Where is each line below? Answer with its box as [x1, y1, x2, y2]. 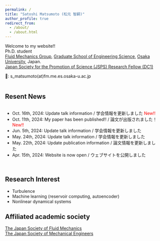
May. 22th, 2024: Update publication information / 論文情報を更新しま [12, 140, 152, 146]
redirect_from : [5, 20, 36, 26]
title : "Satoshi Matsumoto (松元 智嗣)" [5, 12, 85, 17]
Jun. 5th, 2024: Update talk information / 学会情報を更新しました [12, 128, 142, 133]
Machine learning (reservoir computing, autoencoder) [12, 193, 120, 199]
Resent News [5, 93, 46, 101]
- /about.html [9, 30, 38, 35]
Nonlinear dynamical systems [12, 198, 71, 204]
